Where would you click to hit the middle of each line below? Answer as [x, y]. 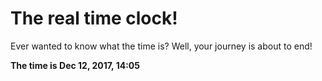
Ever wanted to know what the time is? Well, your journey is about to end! [161, 46]
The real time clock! [94, 18]
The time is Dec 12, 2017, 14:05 [75, 65]
